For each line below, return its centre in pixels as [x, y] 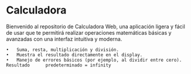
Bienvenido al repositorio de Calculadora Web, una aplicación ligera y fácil [96, 26]
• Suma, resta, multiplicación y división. [62, 50]
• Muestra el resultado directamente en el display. [74, 55]
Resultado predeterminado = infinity [59, 65]
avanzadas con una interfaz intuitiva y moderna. [64, 39]
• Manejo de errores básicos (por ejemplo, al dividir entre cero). [94, 60]
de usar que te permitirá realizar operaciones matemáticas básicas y [89, 32]
